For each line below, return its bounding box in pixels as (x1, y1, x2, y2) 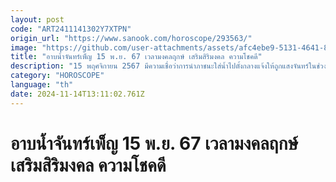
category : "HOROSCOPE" (10, 71, 105, 81)
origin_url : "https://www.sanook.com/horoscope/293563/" (10, 33, 253, 43)
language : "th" (10, 80, 74, 90)
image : (10, 42, 38, 53)
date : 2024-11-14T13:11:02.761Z (10, 89, 145, 99)
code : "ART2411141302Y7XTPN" (10, 24, 132, 34)
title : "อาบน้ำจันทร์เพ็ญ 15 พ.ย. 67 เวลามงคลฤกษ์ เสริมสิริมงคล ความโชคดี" (10, 52, 263, 62)
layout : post (10, 14, 65, 25)
